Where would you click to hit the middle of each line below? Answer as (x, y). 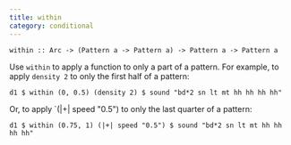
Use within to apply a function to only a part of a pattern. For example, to (144, 67)
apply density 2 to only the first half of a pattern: (99, 76)
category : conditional (51, 26)
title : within (36, 17)
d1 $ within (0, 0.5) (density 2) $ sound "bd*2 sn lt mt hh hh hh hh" (145, 93)
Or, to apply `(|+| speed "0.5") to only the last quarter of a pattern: (131, 109)
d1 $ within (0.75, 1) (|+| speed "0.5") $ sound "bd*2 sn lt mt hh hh (145, 125)
